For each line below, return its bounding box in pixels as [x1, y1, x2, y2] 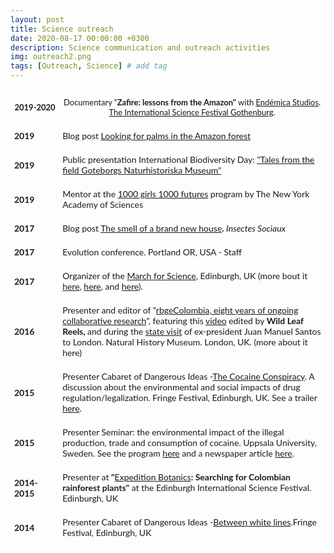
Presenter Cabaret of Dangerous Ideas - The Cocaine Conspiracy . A [62, 371, 315, 382]
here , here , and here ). [62, 281, 143, 292]
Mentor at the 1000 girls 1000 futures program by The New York [62, 188, 310, 200]
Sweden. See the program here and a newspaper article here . [62, 447, 295, 459]
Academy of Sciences [62, 199, 143, 210]
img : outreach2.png [10, 52, 92, 62]
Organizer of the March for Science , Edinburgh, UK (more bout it [62, 270, 308, 281]
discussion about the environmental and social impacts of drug [62, 381, 301, 393]
